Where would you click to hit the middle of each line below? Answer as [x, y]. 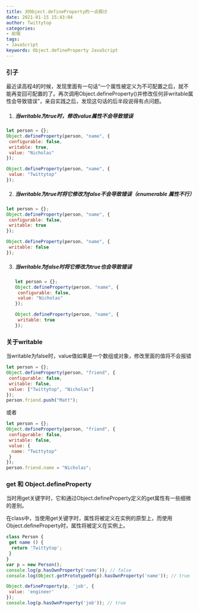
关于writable [24, 342]
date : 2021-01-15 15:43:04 [40, 17]
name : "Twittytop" [34, 451]
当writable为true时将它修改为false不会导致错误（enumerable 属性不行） [105, 194]
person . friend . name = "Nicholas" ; [49, 468]
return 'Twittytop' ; [37, 548]
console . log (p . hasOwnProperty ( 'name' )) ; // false [69, 570]
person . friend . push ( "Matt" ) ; [42, 400]
